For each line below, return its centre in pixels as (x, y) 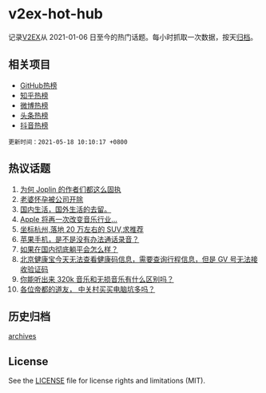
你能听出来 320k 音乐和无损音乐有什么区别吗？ (97, 279)
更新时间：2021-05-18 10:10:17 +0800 (68, 142)
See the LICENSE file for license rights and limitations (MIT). (107, 381)
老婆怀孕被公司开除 (52, 199)
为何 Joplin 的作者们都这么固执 (70, 189)
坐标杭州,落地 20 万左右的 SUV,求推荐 (81, 229)
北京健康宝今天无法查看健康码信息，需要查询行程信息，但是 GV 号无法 (135, 259)
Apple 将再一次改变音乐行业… (69, 219)
